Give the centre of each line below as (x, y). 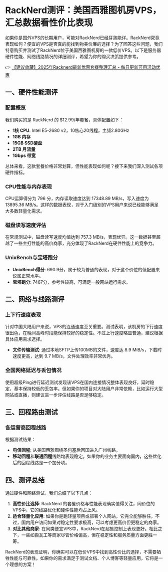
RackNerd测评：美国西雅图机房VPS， (83, 10)
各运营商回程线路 (26, 428)
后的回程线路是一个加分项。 (41, 463)
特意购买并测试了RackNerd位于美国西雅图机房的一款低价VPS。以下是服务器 (83, 50)
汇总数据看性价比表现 (49, 23)
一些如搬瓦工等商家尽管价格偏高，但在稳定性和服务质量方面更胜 (87, 535)
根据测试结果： (20, 440)
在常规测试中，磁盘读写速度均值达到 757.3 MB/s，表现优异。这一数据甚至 (81, 237)
